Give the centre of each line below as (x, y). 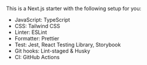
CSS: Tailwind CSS (37, 26)
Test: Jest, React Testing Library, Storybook (68, 45)
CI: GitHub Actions (37, 57)
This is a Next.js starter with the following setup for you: (74, 8)
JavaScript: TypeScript (42, 20)
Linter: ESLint (31, 32)
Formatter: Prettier (37, 38)
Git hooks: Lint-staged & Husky (52, 51)
